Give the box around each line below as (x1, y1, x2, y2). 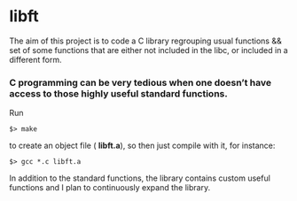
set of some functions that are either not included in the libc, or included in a (9, 44, 288, 55)
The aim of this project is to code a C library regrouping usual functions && (9, 35, 282, 46)
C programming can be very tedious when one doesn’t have (9, 76, 272, 89)
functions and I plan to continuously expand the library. (9, 182, 211, 193)
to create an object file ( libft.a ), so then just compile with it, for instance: (9, 140, 276, 151)
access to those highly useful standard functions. (9, 87, 228, 99)
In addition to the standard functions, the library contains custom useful (9, 173, 270, 183)
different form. (9, 54, 62, 65)
